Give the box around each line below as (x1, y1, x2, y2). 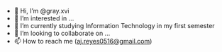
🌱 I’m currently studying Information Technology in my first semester (13, 22, 215, 30)
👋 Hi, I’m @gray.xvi (13, 7, 70, 15)
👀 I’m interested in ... (13, 14, 74, 22)
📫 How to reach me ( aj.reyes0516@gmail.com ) (13, 37, 152, 45)
